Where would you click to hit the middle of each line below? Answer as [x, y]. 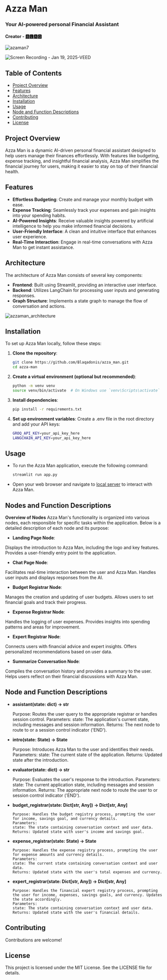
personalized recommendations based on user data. [59, 652]
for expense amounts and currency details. [58, 854]
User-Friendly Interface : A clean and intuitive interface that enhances [84, 231]
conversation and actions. [39, 306]
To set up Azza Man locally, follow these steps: [53, 344]
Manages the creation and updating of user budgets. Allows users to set [79, 597]
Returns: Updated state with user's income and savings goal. [78, 832]
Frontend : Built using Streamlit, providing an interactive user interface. [85, 285]
